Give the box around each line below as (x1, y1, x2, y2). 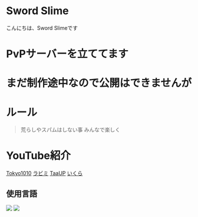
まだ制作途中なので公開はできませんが (6, 77, 192, 90)
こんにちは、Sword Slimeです (6, 24, 78, 31)
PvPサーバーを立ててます (6, 47, 128, 61)
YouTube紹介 (6, 149, 71, 163)
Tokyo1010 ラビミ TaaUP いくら (6, 170, 83, 177)
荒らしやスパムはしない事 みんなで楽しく (20, 126, 121, 133)
